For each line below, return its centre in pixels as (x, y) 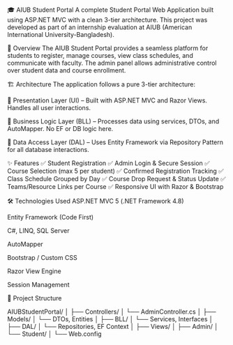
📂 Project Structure (35, 298)
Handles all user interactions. (49, 108)
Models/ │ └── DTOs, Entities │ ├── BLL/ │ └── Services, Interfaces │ (110, 319)
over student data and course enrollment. (67, 70)
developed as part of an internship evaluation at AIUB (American (100, 27)
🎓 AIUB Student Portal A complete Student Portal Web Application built (111, 10)
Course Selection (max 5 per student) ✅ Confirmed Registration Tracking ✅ (116, 171)
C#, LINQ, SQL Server (38, 231)
